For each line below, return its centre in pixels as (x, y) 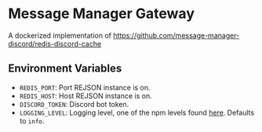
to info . (32, 121)
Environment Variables (65, 69)
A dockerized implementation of (60, 35)
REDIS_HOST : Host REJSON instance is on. (86, 96)
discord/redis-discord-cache (55, 43)
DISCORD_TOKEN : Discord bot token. (74, 104)
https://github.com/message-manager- (176, 35)
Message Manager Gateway (101, 14)
